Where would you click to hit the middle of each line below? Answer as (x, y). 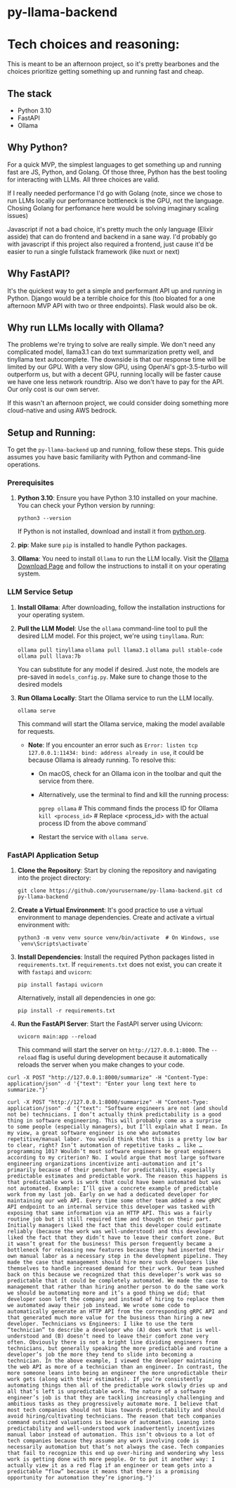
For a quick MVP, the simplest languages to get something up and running (114, 164)
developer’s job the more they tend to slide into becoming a (100, 1355)
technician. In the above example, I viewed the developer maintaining (114, 1361)
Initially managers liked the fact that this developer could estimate (114, 1226)
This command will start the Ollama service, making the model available (121, 724)
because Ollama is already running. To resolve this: (102, 760)
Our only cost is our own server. (54, 389)
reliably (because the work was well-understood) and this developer (111, 1232)
